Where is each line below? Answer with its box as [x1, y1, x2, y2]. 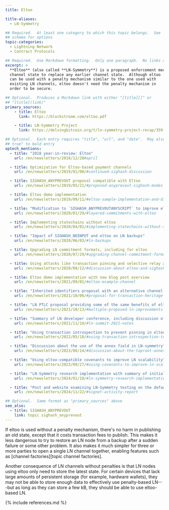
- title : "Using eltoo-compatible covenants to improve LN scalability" [10, 357, 165, 362]
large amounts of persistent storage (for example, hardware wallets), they [5, 474, 158, 480]
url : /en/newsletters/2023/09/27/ [14, 362, 87, 367]
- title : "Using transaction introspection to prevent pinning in [10, 330, 152, 335]
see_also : [5, 403, 26, 408]
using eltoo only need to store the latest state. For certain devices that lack [5, 468, 160, 474]
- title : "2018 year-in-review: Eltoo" [10, 151, 94, 156]
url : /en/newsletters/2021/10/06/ [14, 293, 87, 299]
